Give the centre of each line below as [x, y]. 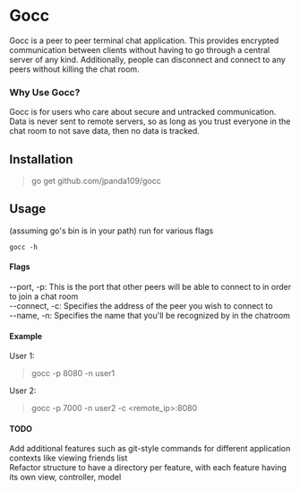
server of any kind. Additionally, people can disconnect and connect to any [148, 59]
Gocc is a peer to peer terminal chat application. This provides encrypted [144, 40]
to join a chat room [44, 296]
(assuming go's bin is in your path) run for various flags [111, 231]
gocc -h [24, 247]
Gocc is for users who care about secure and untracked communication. [143, 112]
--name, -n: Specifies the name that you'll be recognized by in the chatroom [150, 316]
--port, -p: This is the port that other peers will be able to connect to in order [150, 287]
